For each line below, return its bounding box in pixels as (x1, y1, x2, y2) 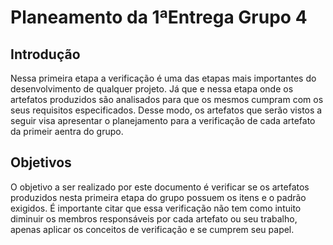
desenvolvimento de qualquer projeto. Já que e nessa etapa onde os (10, 83, 294, 95)
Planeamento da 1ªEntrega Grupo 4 (10, 6, 308, 29)
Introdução (10, 46, 81, 63)
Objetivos (10, 154, 72, 171)
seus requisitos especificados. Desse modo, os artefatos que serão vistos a (10, 104, 323, 116)
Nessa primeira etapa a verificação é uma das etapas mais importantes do (10, 72, 317, 84)
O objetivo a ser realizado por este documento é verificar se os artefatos (10, 181, 310, 193)
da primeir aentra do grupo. (10, 126, 124, 137)
